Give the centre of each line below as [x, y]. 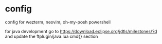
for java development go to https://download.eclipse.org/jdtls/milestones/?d [81, 31]
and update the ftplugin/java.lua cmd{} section [52, 36]
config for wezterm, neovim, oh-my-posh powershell [58, 22]
